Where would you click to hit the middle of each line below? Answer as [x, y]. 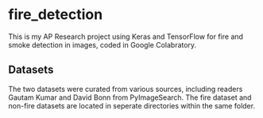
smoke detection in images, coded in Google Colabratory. [102, 44]
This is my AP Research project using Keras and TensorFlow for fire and [126, 36]
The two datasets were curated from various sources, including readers [126, 89]
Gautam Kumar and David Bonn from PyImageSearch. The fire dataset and [130, 97]
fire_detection [56, 15]
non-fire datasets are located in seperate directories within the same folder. [132, 105]
